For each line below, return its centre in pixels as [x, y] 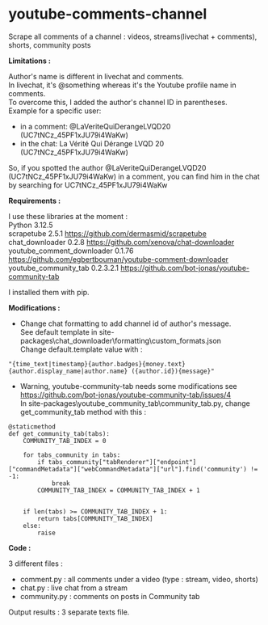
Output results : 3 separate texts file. [69, 612]
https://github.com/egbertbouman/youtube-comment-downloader [118, 259]
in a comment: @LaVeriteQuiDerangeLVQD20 [95, 126]
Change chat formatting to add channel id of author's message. [126, 323]
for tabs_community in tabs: [72, 455]
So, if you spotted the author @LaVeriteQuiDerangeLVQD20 [107, 167]
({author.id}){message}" [173, 371]
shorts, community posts [50, 44]
